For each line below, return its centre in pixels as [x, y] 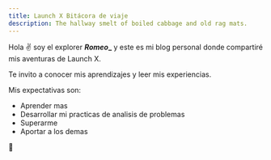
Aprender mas [44, 105]
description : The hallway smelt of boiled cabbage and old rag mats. [128, 23]
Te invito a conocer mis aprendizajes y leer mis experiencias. [110, 74]
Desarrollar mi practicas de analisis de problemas [102, 114]
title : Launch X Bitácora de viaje [68, 16]
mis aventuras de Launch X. [55, 58]
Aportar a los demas [54, 131]
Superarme [39, 123]
